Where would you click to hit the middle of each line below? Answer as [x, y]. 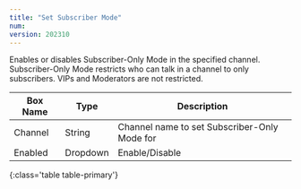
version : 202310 [39, 34]
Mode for [137, 138]
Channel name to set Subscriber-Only [198, 127]
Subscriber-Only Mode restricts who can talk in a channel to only [129, 69]
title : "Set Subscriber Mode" [66, 17]
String [78, 133]
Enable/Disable [150, 153]
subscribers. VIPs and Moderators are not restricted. [106, 79]
